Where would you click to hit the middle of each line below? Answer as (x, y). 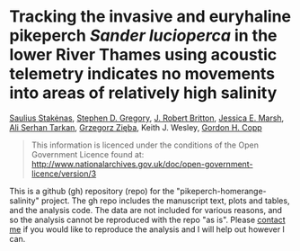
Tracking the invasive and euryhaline (150, 17)
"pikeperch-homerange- (221, 191)
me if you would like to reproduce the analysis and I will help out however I (147, 229)
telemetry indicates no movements (142, 74)
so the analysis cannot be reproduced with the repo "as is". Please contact (147, 220)
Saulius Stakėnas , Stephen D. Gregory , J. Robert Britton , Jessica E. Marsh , (147, 118)
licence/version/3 (64, 174)
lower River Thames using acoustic (143, 55)
